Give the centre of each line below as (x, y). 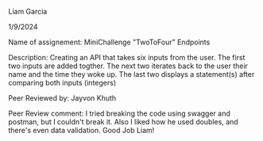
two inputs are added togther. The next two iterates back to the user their (128, 66)
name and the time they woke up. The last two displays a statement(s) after (131, 74)
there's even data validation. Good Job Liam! (81, 130)
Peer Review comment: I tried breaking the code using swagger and (119, 113)
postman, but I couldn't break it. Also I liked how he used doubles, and (123, 122)
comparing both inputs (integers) (62, 83)
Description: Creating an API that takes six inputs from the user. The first (127, 57)
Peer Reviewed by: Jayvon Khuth (62, 98)
